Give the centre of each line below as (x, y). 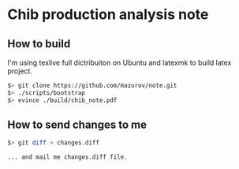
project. (20, 71)
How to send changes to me (77, 125)
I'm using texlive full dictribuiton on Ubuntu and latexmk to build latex (119, 62)
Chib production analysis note (108, 15)
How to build (39, 44)
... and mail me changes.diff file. (67, 157)
